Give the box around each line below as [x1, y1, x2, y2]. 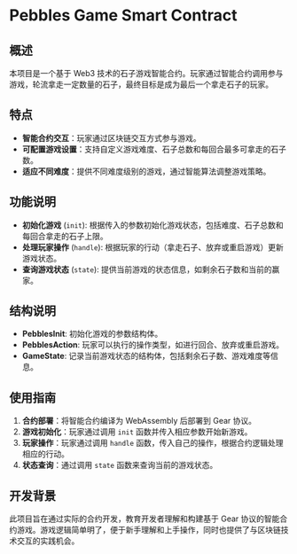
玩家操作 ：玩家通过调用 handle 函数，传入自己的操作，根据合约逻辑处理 [21, 438, 284, 449]
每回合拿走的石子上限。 [21, 230, 108, 241]
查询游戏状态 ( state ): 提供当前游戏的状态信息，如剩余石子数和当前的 [21, 263, 272, 275]
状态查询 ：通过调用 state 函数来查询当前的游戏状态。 [21, 460, 218, 471]
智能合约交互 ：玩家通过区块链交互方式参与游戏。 [21, 132, 201, 143]
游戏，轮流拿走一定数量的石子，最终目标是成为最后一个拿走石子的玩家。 [9, 79, 273, 90]
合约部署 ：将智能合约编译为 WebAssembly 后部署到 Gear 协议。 [21, 416, 257, 426]
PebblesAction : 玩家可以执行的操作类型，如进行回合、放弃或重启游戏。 [21, 339, 285, 350]
